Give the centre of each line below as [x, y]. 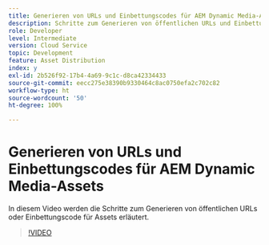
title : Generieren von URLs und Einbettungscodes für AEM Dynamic [121, 16]
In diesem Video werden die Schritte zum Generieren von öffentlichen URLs [133, 209]
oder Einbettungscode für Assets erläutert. [79, 217]
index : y [23, 68]
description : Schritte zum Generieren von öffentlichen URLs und [119, 23]
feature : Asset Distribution [57, 61]
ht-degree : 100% [35, 105]
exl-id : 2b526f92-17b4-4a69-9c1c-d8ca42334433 [87, 76]
